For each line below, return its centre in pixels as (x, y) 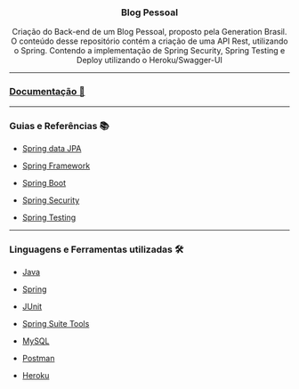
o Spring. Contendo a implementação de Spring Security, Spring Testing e (149, 51)
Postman (38, 359)
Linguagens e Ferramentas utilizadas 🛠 (97, 249)
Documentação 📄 (48, 92)
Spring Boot (44, 182)
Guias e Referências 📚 (59, 126)
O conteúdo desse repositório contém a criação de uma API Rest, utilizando (149, 41)
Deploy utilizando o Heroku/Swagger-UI (149, 61)
